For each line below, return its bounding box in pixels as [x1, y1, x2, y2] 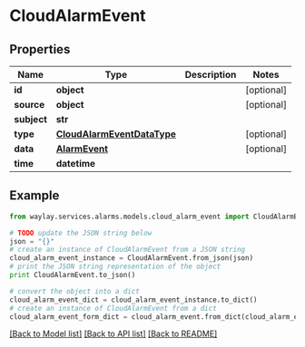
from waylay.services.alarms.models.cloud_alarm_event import [9, 212, 250, 221]
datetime [55, 158, 96, 169]
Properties [9, 42, 71, 57]
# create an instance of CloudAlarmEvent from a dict [9, 304, 218, 313]
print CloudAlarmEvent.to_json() [9, 271, 136, 280]
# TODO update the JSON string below [9, 228, 152, 237]
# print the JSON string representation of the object [9, 262, 221, 272]
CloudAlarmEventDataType [55, 128, 177, 140]
